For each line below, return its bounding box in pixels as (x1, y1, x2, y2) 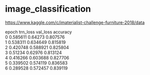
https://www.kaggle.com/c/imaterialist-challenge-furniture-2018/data (5, 19, 145, 25)
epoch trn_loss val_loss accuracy (5, 29, 72, 35)
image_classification (5, 3, 91, 15)
